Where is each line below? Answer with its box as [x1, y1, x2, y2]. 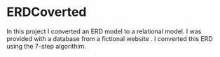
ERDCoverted [6, 4, 87, 20]
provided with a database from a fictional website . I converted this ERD [6, 34, 213, 42]
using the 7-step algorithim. [6, 42, 87, 50]
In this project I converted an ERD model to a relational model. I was [6, 27, 202, 35]
